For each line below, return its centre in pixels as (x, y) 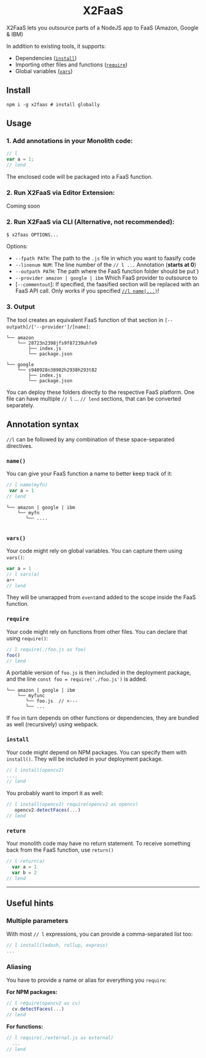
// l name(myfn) (27, 485)
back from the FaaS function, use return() (60, 850)
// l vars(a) (23, 574)
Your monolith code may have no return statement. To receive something (98, 844)
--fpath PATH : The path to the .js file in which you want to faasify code (105, 258)
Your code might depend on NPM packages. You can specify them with (97, 752)
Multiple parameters (37, 921)
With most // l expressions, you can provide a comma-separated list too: (100, 934)
